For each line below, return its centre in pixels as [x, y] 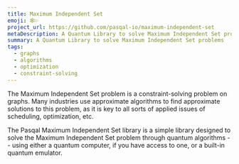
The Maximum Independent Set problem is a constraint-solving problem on [117, 94]
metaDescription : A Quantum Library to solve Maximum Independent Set [114, 34]
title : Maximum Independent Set [55, 14]
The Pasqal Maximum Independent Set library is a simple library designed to [119, 130]
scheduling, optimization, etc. [51, 116]
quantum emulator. [35, 153]
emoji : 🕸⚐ [23, 21]
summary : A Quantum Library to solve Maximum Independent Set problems [116, 40]
